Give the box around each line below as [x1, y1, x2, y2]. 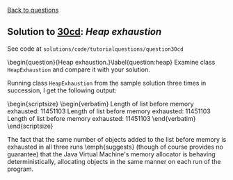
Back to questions [7, 6, 59, 14]
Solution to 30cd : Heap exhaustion [7, 26, 162, 38]
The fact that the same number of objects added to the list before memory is [7, 135, 227, 143]
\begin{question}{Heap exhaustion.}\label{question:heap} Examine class [7, 58, 216, 66]
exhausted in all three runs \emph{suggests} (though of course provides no [7, 142, 224, 151]
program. [7, 165, 34, 173]
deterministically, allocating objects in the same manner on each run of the [7, 157, 221, 165]
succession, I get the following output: [7, 86, 117, 95]
